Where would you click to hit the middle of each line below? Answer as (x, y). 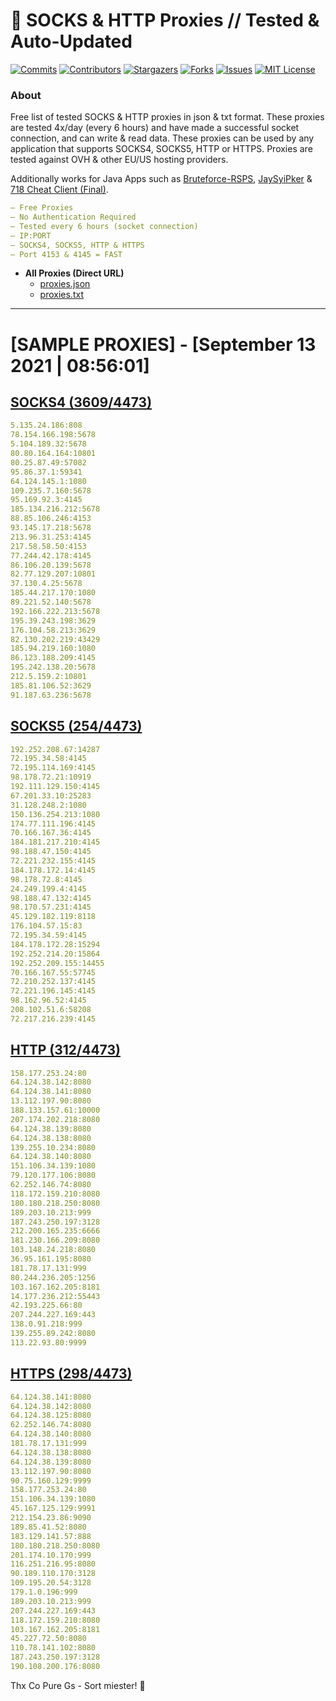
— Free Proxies (42, 208)
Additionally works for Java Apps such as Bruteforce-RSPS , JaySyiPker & (161, 179)
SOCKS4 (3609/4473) (81, 402)
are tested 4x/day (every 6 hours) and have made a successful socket (155, 128)
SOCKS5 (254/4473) (76, 726)
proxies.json (65, 284)
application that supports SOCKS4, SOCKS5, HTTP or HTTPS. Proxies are (161, 149)
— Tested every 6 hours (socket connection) (104, 226)
